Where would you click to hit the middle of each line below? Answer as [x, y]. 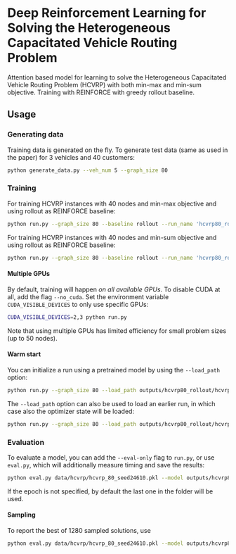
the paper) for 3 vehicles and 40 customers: [71, 157]
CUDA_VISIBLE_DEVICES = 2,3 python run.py [67, 317]
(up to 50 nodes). [32, 338]
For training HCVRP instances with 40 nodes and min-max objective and [112, 203]
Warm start [24, 354]
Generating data [36, 134]
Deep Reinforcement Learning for [107, 13]
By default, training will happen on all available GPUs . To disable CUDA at [114, 289]
